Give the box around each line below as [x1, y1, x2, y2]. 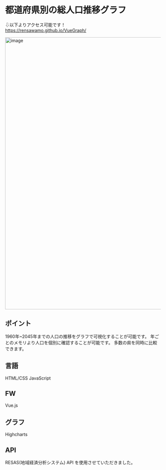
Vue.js [5, 402, 18, 408]
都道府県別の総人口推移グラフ [5, 4, 127, 16]
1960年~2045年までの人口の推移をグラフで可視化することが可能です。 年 [5, 333, 155, 339]
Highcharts [5, 431, 28, 437]
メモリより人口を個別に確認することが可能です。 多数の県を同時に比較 [13, 340, 158, 345]
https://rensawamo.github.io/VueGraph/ [5, 27, 86, 33]
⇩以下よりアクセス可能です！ [5, 22, 66, 28]
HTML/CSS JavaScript [5, 375, 51, 381]
